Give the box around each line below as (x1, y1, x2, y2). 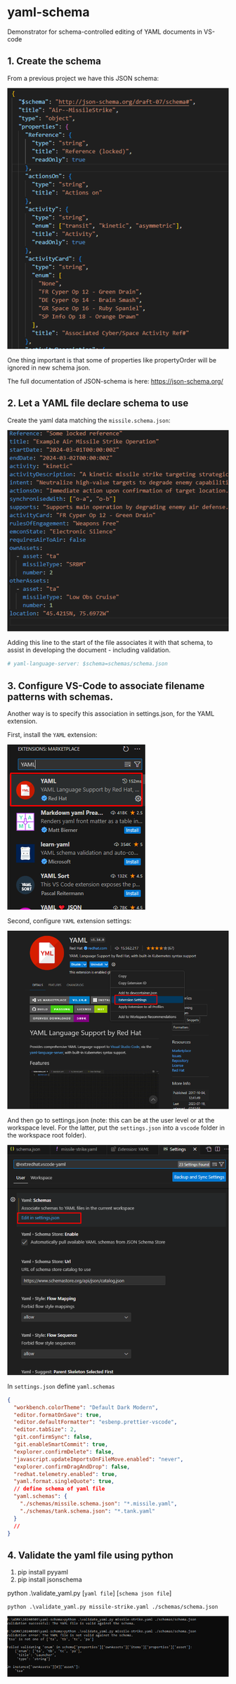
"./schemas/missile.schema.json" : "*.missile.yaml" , (20, 1501, 178, 1508)
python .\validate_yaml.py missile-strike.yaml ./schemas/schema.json (7, 1603, 218, 1611)
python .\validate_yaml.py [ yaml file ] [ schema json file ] (7, 1589, 172, 1598)
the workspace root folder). (7, 1130, 86, 1139)
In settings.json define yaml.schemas (7, 1382, 115, 1390)
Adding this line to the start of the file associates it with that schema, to (7, 639, 213, 647)
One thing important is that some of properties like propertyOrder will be (7, 355, 217, 364)
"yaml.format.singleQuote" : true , (13, 1478, 114, 1485)
